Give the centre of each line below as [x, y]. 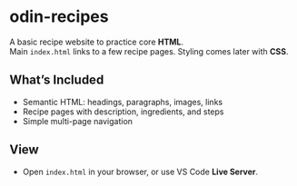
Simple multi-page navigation [78, 121]
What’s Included [57, 80]
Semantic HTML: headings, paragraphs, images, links [123, 102]
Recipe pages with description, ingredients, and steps [123, 112]
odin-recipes [59, 17]
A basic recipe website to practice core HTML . [97, 42]
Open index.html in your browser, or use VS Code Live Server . [140, 171]
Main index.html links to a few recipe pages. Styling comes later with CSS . [149, 51]
